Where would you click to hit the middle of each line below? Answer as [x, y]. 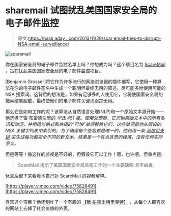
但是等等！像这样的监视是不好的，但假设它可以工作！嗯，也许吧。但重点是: [84, 154]
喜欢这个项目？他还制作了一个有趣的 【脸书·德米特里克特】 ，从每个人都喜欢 [85, 202]
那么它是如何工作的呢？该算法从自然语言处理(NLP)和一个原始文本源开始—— [85, 111]
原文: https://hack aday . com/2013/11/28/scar [65, 38]
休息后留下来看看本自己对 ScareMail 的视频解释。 [57, 176]
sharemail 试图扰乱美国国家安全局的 [81, 10]
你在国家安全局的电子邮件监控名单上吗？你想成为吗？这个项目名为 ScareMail [85, 64]
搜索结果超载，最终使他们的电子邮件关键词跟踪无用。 [61, 100]
